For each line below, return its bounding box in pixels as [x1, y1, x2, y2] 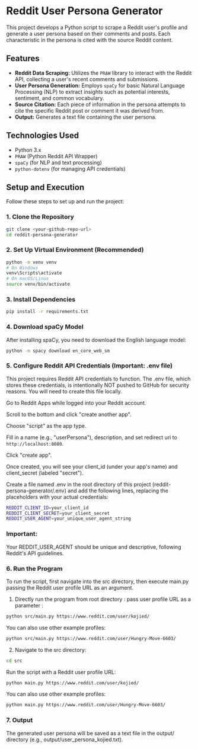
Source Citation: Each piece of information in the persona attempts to [14, 101, 186, 108]
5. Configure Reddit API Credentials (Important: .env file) [6, 361, 173, 370]
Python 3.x [14, 146, 41, 153]
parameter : [14, 601, 43, 609]
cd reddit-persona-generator [6, 232, 78, 238]
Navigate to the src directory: [14, 646, 87, 653]
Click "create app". [6, 452, 52, 459]
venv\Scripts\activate [6, 270, 62, 276]
